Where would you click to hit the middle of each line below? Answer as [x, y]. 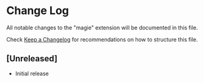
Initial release [32, 73]
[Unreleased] [32, 59]
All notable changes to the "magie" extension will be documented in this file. [102, 28]
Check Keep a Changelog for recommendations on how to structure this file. [102, 39]
